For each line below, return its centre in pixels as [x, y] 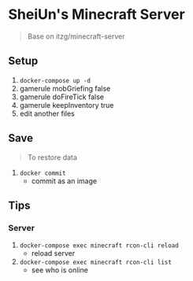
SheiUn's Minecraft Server [96, 15]
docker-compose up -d [55, 80]
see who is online [59, 270]
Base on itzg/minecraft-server [76, 36]
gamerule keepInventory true [67, 105]
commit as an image [64, 181]
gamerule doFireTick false [62, 97]
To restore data [52, 157]
